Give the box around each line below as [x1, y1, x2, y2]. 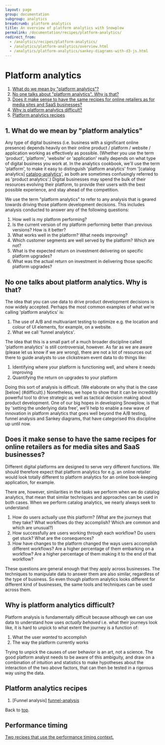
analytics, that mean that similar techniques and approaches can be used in [5, 494, 158, 500]
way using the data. [5, 670, 45, 676]
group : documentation [5, 12, 50, 17]
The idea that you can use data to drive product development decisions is [5, 299, 154, 305]
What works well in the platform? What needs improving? [12, 232, 128, 238]
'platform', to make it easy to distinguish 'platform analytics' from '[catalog [5, 166, 156, 172]
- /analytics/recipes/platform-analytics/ [9, 39, 98, 44]
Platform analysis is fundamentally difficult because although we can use [5, 614, 153, 620]
